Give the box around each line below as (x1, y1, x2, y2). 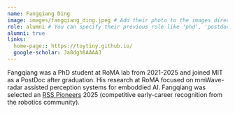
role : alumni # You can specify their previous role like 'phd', (7, 23, 201, 30)
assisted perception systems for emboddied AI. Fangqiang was (24, 83, 206, 91)
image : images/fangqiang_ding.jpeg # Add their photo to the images (7, 17, 211, 24)
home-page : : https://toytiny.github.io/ (13, 43, 133, 50)
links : (7, 36, 27, 43)
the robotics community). (7, 98, 80, 106)
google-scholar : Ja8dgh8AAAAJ (13, 50, 101, 56)
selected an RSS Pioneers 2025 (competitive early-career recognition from (7, 90, 222, 98)
